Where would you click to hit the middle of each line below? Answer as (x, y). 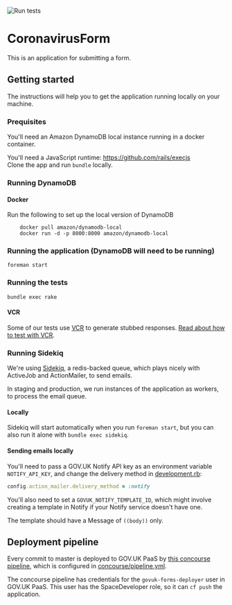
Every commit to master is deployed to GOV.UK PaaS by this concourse (109, 559)
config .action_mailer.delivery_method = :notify (79, 486)
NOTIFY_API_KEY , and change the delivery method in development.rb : (105, 473)
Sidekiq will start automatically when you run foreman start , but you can (110, 428)
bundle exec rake (32, 297)
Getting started (41, 80)
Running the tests (37, 283)
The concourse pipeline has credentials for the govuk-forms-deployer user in (116, 579)
